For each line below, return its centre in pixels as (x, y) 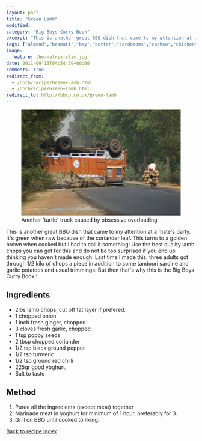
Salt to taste (30, 373)
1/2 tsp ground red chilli (44, 360)
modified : (19, 25)
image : (14, 51)
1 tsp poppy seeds (38, 335)
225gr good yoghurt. (41, 367)
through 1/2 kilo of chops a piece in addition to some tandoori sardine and (98, 263)
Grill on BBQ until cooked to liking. (57, 419)
